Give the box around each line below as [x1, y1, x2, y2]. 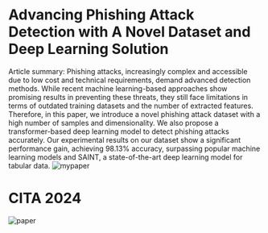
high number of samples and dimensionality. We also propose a [8, 118, 219, 127]
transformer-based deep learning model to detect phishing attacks [8, 127, 229, 136]
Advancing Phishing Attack [8, 6, 195, 24]
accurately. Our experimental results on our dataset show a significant [8, 135, 241, 144]
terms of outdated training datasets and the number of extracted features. [8, 101, 254, 110]
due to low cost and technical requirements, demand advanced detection [8, 75, 251, 85]
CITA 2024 [8, 189, 82, 207]
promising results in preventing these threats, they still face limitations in [8, 92, 248, 102]
